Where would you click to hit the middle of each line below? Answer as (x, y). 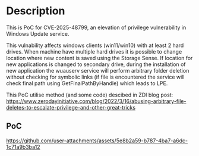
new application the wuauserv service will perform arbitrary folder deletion (98, 70)
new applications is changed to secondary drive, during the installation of (96, 64)
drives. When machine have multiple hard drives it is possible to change (94, 51)
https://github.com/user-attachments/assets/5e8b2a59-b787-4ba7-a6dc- (97, 141)
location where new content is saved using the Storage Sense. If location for (99, 58)
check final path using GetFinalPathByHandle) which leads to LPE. (87, 83)
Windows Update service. (38, 33)
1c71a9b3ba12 (23, 146)
